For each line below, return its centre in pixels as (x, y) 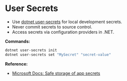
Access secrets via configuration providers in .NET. (63, 32)
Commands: (18, 41)
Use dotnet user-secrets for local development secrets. (67, 22)
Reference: (16, 64)
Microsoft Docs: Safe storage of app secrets (56, 73)
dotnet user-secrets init (31, 50)
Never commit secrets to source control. (52, 27)
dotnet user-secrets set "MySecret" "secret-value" (58, 54)
